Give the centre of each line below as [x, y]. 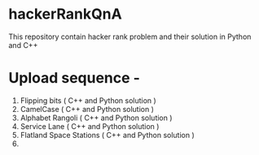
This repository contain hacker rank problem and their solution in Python [130, 37]
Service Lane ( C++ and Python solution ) [90, 126]
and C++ [23, 45]
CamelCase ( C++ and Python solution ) [87, 109]
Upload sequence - [75, 78]
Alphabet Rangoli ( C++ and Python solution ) [96, 118]
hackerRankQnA [65, 14]
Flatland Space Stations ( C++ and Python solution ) [108, 135]
